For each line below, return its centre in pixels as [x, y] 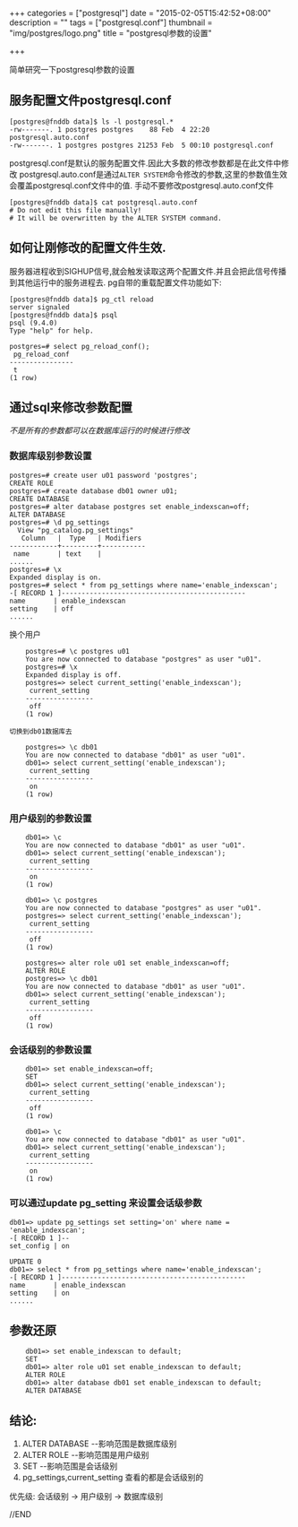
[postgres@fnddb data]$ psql [64, 315]
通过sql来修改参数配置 [71, 408]
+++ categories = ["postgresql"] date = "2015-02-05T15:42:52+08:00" [140, 13]
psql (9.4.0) [34, 323]
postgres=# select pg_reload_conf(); [80, 346]
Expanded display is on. [55, 577]
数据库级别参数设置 [51, 456]
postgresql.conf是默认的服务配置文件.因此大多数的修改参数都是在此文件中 [145, 163]
